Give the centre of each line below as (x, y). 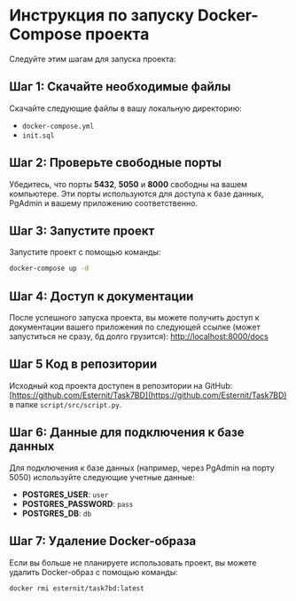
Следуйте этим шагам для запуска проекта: (93, 59)
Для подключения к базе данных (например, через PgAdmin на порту (142, 468)
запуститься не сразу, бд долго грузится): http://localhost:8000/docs (139, 336)
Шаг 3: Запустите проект (82, 230)
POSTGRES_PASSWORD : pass (78, 503)
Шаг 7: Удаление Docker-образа (103, 541)
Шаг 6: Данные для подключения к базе (127, 433)
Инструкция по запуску (102, 16)
